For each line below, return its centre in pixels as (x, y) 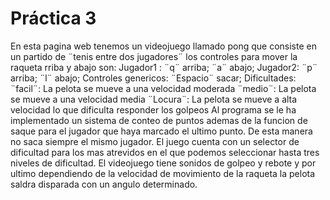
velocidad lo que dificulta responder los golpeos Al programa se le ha (153, 109)
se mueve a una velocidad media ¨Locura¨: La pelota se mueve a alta (154, 99)
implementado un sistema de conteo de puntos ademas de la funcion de (159, 120)
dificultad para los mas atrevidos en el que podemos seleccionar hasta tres (165, 152)
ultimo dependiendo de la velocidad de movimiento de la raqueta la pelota (163, 173)
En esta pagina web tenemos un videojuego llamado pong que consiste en (163, 46)
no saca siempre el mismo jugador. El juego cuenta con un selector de (155, 141)
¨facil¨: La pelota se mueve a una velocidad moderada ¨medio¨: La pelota (163, 88)
